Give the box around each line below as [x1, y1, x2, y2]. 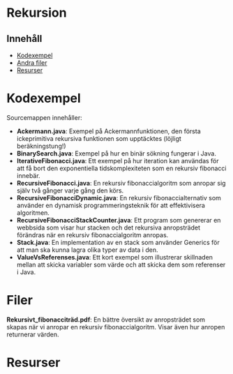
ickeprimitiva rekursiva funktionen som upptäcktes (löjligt [16, 134, 182, 142]
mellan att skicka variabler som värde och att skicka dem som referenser [16, 260, 226, 269]
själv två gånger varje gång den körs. [16, 186, 124, 195]
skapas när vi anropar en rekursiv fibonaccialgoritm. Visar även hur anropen [6, 322, 225, 331]
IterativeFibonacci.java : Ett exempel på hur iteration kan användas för [16, 156, 219, 165]
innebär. [16, 171, 40, 179]
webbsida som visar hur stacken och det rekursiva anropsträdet [16, 223, 200, 232]
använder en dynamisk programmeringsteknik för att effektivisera [16, 201, 205, 209]
